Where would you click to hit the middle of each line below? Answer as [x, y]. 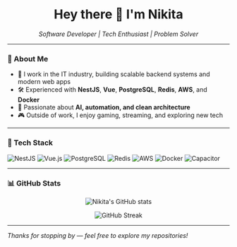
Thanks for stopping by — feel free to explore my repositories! [98, 235]
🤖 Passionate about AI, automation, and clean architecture [104, 107]
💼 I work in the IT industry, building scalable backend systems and [114, 74]
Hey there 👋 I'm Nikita [119, 14]
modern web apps [44, 82]
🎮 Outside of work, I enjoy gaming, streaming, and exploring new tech [120, 115]
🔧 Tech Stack [30, 143]
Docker [29, 100]
